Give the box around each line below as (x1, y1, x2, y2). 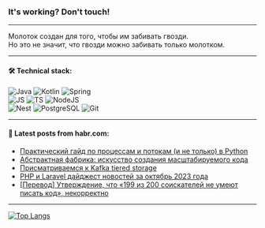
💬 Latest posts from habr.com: (8, 129, 110, 138)
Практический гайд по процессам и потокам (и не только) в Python (19, 146, 248, 155)
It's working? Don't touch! (8, 6, 110, 17)
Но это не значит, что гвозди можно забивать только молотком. (8, 40, 226, 50)
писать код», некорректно (19, 188, 109, 197)
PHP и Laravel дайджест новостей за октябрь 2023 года (19, 171, 209, 181)
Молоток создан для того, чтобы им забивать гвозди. (8, 32, 189, 41)
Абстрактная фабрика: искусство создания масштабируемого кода (19, 155, 248, 164)
